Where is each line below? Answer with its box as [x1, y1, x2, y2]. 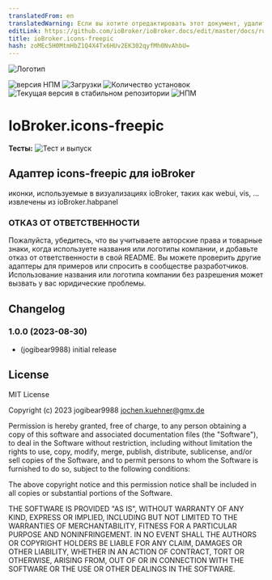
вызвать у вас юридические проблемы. [8, 278, 147, 288]
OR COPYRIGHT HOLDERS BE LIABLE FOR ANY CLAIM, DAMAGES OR [8, 538, 243, 548]
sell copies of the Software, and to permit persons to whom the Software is [8, 455, 259, 465]
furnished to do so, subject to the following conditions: [8, 464, 190, 473]
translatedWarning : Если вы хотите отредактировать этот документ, [8, 19, 241, 28]
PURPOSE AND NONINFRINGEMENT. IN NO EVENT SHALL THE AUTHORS [8, 529, 257, 539]
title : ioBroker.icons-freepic [8, 34, 114, 43]
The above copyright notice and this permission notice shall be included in [8, 479, 257, 489]
